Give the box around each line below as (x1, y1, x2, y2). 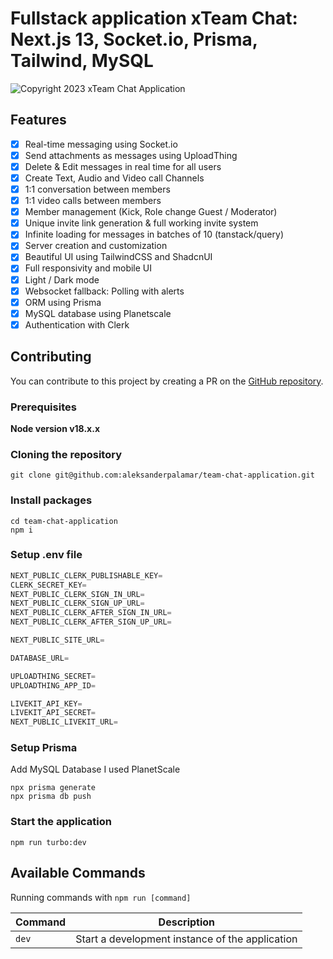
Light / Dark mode (24, 273, 100, 286)
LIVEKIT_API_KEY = (10, 698, 83, 709)
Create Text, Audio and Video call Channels (24, 172, 205, 184)
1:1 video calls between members (24, 195, 162, 207)
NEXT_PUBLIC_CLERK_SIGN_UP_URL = (10, 598, 145, 609)
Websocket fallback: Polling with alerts (24, 285, 185, 297)
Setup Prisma (10, 741, 78, 755)
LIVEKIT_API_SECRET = (10, 708, 97, 718)
